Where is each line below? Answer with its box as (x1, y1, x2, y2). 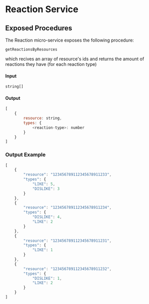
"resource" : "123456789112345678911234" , (23, 205, 112, 210)
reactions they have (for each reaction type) (5, 61, 97, 67)
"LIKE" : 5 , (32, 181, 56, 187)
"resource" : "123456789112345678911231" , (23, 238, 112, 243)
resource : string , (23, 116, 62, 121)
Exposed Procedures (5, 24, 72, 32)
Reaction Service (5, 4, 79, 15)
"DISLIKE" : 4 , (32, 214, 62, 220)
